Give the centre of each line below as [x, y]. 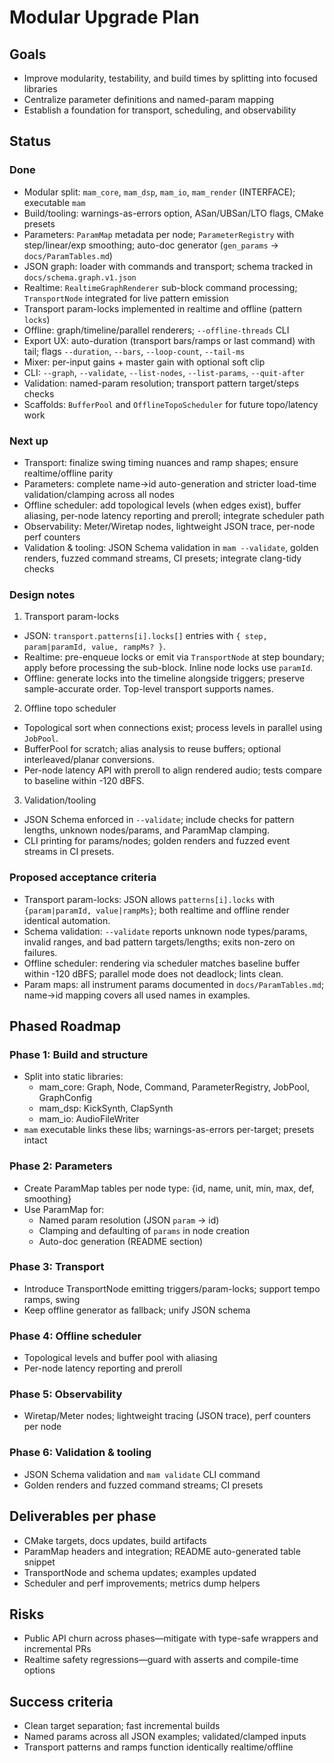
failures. [40, 952]
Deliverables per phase [83, 1516]
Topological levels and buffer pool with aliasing [120, 1358]
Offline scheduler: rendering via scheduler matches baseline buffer [162, 963]
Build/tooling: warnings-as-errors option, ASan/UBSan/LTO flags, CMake [173, 213]
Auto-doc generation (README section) [121, 1241]
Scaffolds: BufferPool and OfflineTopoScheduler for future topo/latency [171, 404]
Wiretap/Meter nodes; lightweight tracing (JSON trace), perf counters [167, 1416]
